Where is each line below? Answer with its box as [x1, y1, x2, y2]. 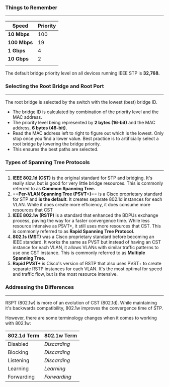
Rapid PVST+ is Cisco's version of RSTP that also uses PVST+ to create [12, 260, 162, 266]
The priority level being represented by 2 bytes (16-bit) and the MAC [12, 119, 156, 125]
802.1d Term [8, 332, 40, 339]
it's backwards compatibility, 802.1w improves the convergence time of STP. [5, 305, 163, 311]
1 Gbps [8, 47, 26, 54]
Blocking [8, 349, 29, 356]
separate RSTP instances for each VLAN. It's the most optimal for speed [12, 266, 162, 272]
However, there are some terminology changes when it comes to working [5, 315, 157, 321]
